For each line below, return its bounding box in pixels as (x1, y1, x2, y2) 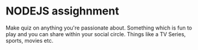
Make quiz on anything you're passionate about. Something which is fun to (5, 24, 193, 31)
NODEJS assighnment (5, 4, 119, 18)
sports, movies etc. (5, 37, 54, 44)
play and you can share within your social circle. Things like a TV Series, (5, 30, 186, 37)
